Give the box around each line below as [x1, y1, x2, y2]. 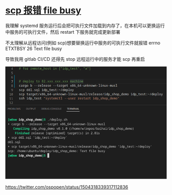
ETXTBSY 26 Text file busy [5, 45, 62, 52]
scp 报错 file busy [5, 5, 81, 16]
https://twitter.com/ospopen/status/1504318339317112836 [5, 184, 128, 190]
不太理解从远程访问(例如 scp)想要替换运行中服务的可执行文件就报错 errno [5, 39, 160, 46]
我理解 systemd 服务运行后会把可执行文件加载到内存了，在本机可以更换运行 [5, 22, 165, 29]
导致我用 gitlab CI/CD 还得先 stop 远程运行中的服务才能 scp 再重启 [5, 56, 145, 62]
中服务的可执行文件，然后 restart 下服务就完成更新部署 [5, 29, 121, 35]
